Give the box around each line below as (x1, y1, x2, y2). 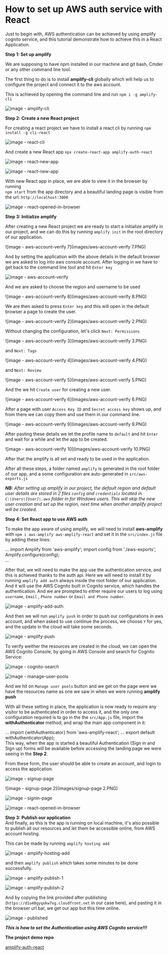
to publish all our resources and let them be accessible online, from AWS (5, 825, 155, 831)
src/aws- (129, 471, 148, 476)
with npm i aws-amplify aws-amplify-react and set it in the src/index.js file (5, 531, 163, 537)
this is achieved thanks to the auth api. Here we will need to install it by (5, 572, 151, 578)
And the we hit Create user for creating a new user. (5, 386, 111, 392)
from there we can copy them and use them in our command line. (5, 411, 140, 417)
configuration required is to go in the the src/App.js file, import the (5, 714, 144, 720)
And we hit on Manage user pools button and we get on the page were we (5, 683, 157, 689)
